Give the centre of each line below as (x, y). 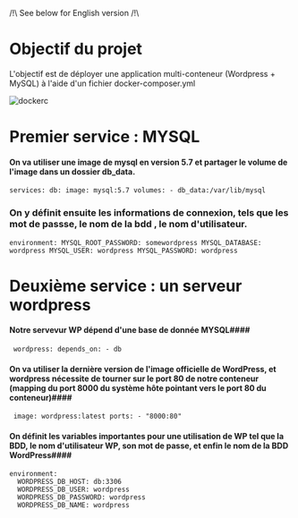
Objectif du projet (76, 49)
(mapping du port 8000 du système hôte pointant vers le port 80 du (138, 387)
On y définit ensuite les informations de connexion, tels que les (149, 213)
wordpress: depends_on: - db (68, 349)
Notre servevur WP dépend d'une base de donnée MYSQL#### (130, 330)
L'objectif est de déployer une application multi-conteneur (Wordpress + (142, 73)
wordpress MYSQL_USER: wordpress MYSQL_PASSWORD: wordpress (124, 251)
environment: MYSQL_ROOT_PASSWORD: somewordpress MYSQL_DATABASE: (136, 242)
